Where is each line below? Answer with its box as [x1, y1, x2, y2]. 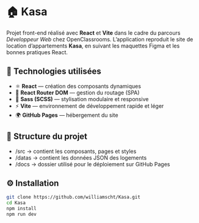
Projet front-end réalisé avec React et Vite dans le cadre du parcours [6, 29, 181, 37]
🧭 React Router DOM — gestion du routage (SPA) [15, 89, 140, 96]
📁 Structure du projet [6, 132, 87, 142]
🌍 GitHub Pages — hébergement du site [15, 111, 118, 119]
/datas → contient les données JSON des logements [15, 154, 147, 161]
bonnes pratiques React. [6, 48, 68, 55]
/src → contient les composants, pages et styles [15, 147, 137, 155]
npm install [6, 205, 37, 212]
